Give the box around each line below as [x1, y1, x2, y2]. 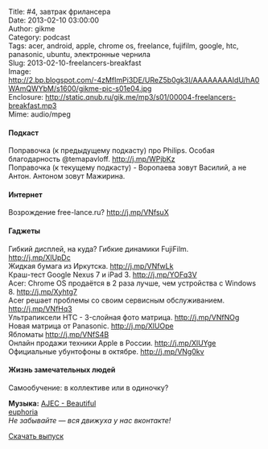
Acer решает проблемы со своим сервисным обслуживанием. [8, 295, 225, 305]
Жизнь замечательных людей [8, 365, 116, 375]
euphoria [8, 406, 39, 417]
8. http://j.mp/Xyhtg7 [8, 286, 78, 296]
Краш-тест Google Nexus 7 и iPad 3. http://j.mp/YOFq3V [8, 270, 197, 279]
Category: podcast [8, 32, 71, 42]
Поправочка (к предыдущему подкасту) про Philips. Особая [8, 146, 215, 155]
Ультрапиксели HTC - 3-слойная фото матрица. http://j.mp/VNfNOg [8, 312, 240, 322]
